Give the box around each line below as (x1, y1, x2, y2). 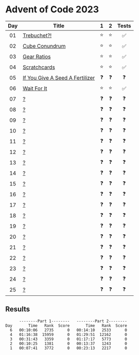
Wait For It (23, 85, 48, 92)
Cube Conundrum (23, 43, 66, 50)
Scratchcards (23, 64, 55, 71)
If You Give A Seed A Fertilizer (23, 74, 95, 82)
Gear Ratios (23, 53, 51, 60)
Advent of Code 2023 (5, 4, 99, 15)
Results (5, 305, 30, 314)
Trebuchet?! (23, 32, 52, 39)
